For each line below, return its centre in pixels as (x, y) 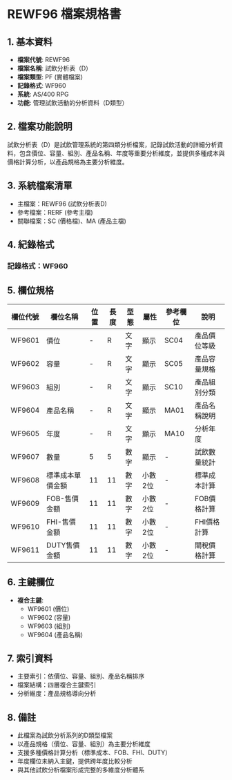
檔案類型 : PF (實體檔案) (50, 77)
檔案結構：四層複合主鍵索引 (57, 685)
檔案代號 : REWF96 (43, 60)
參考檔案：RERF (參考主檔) (55, 212)
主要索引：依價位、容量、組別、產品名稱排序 (81, 676)
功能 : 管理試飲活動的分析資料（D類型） (72, 103)
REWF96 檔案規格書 (64, 14)
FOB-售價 (62, 498)
